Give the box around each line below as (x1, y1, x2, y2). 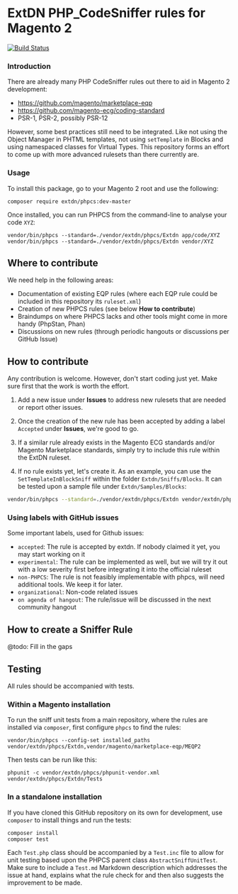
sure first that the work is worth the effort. (7, 382, 130, 391)
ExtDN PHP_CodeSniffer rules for (7, 5, 205, 21)
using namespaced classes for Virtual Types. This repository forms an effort (7, 143, 230, 151)
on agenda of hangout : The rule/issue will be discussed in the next (17, 595, 211, 604)
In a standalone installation (7, 792, 103, 802)
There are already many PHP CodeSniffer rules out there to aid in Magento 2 (7, 77, 230, 86)
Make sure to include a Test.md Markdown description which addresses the (7, 863, 228, 871)
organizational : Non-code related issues (17, 588, 138, 596)
